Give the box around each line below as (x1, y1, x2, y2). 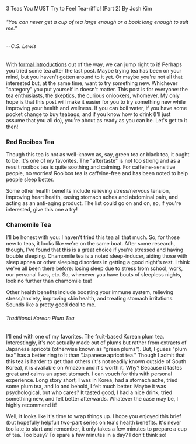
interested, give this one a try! (6, 206, 78, 213)
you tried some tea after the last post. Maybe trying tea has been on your (6, 67, 182, 74)
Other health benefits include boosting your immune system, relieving (6, 289, 174, 296)
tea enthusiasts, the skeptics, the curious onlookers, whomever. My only (6, 92, 180, 99)
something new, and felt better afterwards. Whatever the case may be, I (6, 395, 178, 402)
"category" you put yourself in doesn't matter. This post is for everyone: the (6, 86, 188, 93)
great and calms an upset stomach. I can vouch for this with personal (6, 370, 172, 377)
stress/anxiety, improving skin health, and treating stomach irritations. (6, 295, 174, 302)
